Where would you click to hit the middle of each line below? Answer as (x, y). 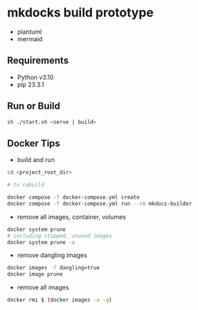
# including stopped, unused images (59, 236)
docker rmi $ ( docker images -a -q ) (59, 300)
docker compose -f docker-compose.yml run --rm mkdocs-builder (100, 203)
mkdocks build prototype (80, 13)
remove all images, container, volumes (71, 217)
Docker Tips (34, 143)
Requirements (38, 61)
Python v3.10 (35, 77)
